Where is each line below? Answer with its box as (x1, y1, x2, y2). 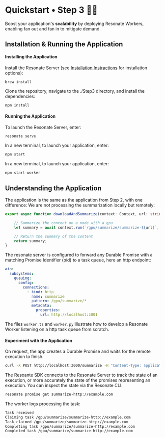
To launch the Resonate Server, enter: (5, 124, 82, 130)
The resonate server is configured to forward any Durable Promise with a (5, 252, 153, 258)
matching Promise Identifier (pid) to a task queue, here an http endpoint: (5, 257, 151, 263)
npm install (5, 103, 29, 107)
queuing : (14, 276, 32, 281)
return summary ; (14, 238, 48, 243)
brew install (5, 79, 32, 84)
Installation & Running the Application (5, 40, 123, 49)
